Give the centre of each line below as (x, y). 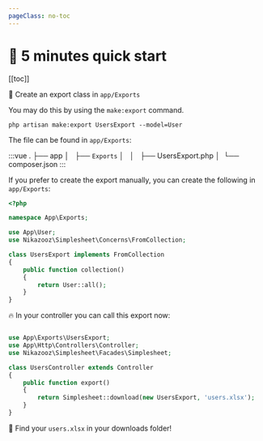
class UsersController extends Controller (81, 367)
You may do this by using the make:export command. (96, 109)
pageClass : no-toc (39, 16)
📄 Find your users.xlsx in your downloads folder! (90, 428)
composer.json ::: (37, 164)
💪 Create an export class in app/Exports (74, 94)
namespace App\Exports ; (49, 218)
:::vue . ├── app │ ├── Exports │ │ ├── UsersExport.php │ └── (124, 156)
